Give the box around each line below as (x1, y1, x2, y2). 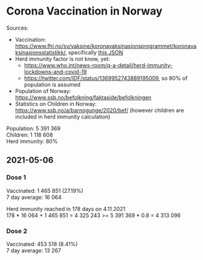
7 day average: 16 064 (6, 193, 62, 201)
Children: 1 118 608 (6, 131, 53, 138)
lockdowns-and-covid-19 (24, 68, 87, 75)
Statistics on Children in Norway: (14, 100, 97, 107)
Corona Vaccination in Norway (6, 4, 163, 18)
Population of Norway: (14, 87, 71, 94)
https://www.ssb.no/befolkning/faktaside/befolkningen (14, 94, 152, 101)
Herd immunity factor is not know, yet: (14, 55, 111, 62)
